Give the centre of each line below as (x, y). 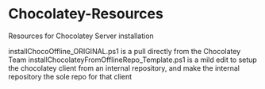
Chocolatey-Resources (86, 14)
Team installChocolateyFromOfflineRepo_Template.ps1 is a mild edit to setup (133, 60)
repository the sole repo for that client (70, 76)
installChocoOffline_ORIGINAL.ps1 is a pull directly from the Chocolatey (125, 51)
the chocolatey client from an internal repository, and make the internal (124, 68)
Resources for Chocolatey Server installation (81, 36)
